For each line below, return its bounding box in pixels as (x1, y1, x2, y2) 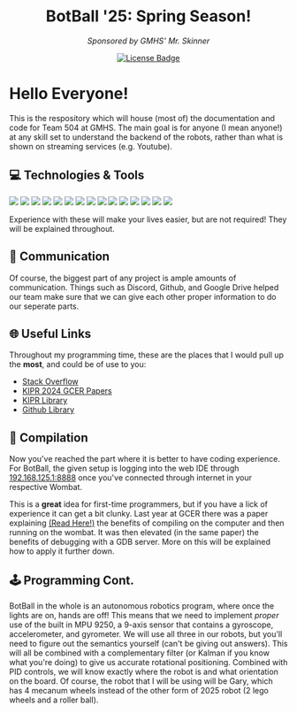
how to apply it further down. (9, 546, 115, 556)
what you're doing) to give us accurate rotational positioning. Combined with (9, 656, 288, 667)
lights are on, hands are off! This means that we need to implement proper (9, 609, 279, 620)
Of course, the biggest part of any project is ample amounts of (9, 272, 237, 283)
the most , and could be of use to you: (9, 359, 147, 370)
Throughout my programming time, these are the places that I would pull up (9, 349, 285, 360)
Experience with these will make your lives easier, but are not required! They (9, 214, 287, 225)
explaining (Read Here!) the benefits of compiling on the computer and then (9, 517, 285, 528)
